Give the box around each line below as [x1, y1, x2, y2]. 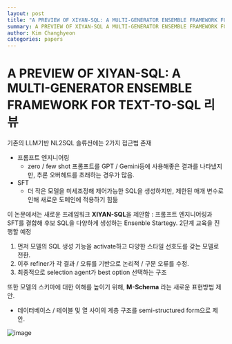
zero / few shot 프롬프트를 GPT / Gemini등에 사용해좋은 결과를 [27, 162, 199, 170]
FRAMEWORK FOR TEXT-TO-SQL [7, 98, 202, 113]
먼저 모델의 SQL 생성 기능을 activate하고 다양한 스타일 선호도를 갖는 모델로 [17, 242, 220, 251]
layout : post [7, 10, 45, 17]
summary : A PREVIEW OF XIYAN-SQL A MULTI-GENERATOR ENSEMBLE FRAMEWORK [7, 23, 217, 30]
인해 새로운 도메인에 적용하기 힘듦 [27, 195, 119, 204]
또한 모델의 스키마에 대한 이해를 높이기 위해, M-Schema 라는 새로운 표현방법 [7, 283, 215, 291]
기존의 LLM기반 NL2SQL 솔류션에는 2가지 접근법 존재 [7, 139, 152, 147]
